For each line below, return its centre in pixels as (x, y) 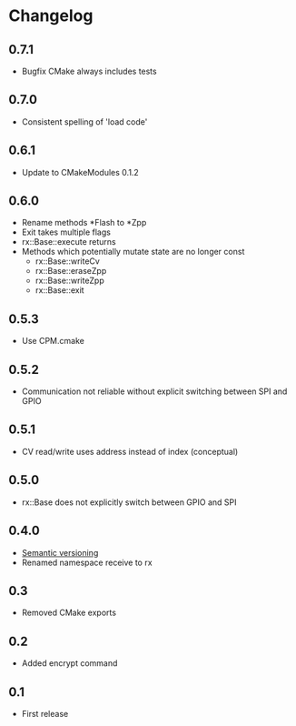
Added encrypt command (69, 663)
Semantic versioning (60, 552)
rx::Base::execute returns (69, 242)
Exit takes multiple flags (66, 232)
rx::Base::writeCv (68, 261)
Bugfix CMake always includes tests (89, 71)
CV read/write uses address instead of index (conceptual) (130, 451)
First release (45, 713)
